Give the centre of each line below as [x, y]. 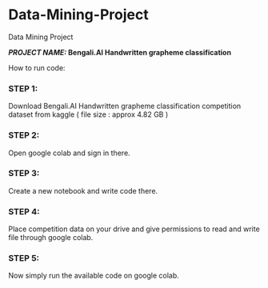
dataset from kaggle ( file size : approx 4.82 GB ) [88, 114]
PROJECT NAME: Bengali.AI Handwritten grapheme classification [120, 52]
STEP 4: [24, 211]
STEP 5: [24, 258]
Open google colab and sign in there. [69, 153]
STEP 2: [24, 135]
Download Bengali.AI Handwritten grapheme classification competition [125, 106]
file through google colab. [51, 238]
